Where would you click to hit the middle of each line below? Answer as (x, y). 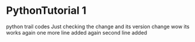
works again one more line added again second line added (77, 32)
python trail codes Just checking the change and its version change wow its (98, 26)
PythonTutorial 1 (46, 11)
